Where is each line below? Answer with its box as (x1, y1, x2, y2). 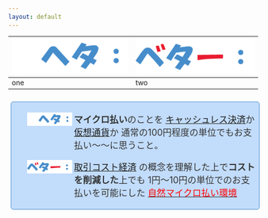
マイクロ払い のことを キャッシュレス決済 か (74, 113, 255, 125)
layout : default (8, 13, 62, 21)
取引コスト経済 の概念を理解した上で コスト (74, 161, 255, 173)
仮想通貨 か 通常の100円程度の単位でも (74, 127, 235, 138)
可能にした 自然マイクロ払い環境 (100, 187, 238, 198)
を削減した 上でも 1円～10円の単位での (74, 174, 232, 185)
